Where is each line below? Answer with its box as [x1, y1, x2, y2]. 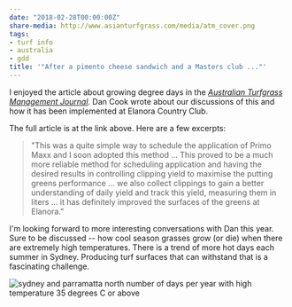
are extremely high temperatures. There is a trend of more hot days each [9, 241, 274, 253]
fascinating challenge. [9, 261, 90, 272]
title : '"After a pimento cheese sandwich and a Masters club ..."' [9, 63, 267, 72]
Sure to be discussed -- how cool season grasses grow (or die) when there [9, 232, 283, 243]
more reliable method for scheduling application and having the [30, 159, 263, 169]
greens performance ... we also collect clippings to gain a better [30, 177, 265, 188]
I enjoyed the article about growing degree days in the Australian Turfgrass [9, 86, 283, 98]
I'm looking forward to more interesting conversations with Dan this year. [9, 223, 274, 233]
